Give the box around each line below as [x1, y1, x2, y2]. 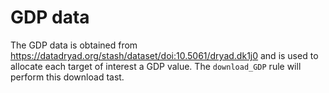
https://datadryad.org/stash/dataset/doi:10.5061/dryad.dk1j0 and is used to [10, 49, 319, 61]
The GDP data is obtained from [10, 39, 138, 51]
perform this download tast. [10, 71, 125, 83]
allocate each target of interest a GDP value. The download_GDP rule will [10, 60, 302, 72]
